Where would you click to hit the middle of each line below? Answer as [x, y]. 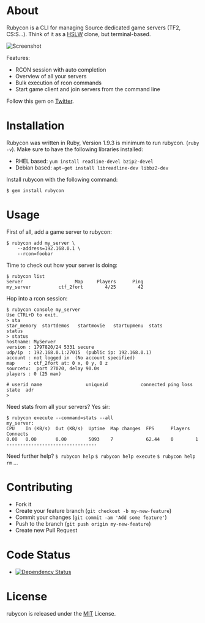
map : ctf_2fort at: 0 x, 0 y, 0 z [57, 363]
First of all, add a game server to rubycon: [59, 232]
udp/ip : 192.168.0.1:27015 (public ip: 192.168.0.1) [79, 353]
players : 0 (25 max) [34, 374]
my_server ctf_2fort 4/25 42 [75, 287]
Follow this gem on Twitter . [40, 101]
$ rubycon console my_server [43, 310]
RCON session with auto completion [61, 69]
